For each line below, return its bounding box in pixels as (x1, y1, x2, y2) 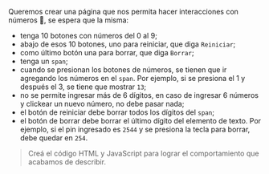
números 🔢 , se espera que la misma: (8, 15, 129, 25)
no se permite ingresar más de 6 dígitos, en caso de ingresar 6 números (19, 91, 259, 99)
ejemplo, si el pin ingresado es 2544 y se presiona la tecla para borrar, (19, 124, 251, 134)
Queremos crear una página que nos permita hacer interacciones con (8, 7, 239, 16)
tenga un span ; (19, 56, 68, 66)
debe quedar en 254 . (19, 133, 88, 143)
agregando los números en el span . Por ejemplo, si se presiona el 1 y (19, 74, 246, 83)
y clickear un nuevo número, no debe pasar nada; (19, 99, 185, 108)
